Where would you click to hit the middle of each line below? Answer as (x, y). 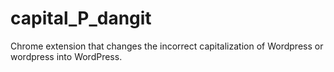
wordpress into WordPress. (66, 56)
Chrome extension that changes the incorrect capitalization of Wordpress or (167, 46)
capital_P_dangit (81, 18)
